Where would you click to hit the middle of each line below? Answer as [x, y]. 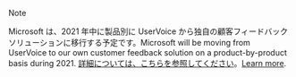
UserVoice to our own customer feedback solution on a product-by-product [148, 52]
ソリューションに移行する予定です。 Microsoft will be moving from [130, 43]
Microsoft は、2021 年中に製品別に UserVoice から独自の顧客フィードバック [148, 31]
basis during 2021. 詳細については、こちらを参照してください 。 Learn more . [148, 63]
